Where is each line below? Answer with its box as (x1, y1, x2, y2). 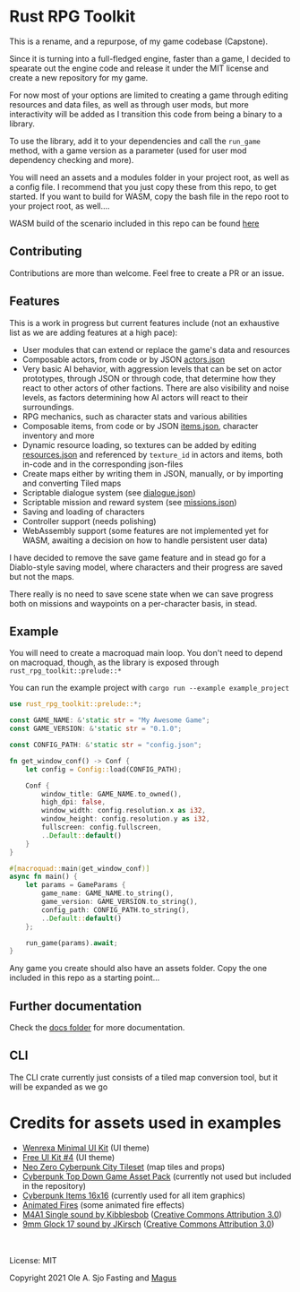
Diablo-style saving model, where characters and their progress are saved (9, 562, 284, 573)
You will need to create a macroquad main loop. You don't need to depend (9, 648, 284, 659)
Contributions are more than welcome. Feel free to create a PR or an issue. (9, 267, 285, 279)
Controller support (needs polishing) (21, 515, 157, 526)
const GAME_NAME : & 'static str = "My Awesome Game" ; (9, 716, 210, 725)
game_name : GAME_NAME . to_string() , (41, 889, 175, 898)
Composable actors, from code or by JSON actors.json (21, 354, 226, 365)
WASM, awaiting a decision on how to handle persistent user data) (21, 535, 269, 546)
